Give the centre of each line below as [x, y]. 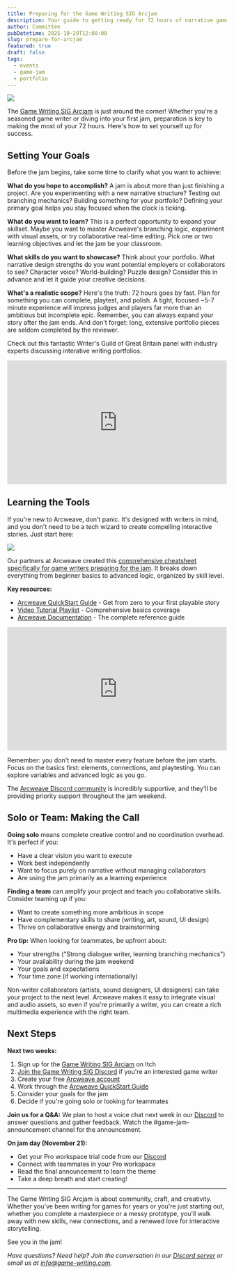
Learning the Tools [49, 502]
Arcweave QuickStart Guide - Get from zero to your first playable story [118, 602]
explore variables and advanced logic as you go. [77, 775]
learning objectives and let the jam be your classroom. [85, 244]
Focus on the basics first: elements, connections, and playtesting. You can [114, 768]
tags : [15, 59]
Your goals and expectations [58, 969]
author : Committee [34, 26]
